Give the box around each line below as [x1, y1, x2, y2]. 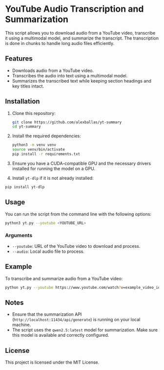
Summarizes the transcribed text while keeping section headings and [12, 78, 151, 84]
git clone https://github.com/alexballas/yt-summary [12, 120, 122, 125]
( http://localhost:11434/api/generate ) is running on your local [12, 317, 141, 323]
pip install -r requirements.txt [12, 152, 81, 157]
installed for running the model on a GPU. [12, 165, 95, 172]
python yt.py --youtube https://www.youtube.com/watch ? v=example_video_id [5, 285, 161, 290]
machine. [12, 322, 31, 328]
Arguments [5, 232, 33, 239]
